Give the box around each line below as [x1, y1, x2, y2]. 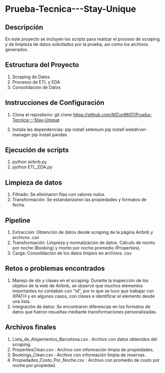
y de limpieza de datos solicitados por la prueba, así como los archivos [5, 41, 148, 47]
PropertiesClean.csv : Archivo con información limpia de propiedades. [12, 346, 154, 352]
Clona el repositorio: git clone [12, 112, 72, 118]
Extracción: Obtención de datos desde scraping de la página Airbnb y [12, 229, 153, 235]
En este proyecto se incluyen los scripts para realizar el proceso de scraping [5, 36, 160, 42]
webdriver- [125, 126, 148, 132]
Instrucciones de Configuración [5, 98, 105, 107]
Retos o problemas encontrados [5, 264, 105, 273]
